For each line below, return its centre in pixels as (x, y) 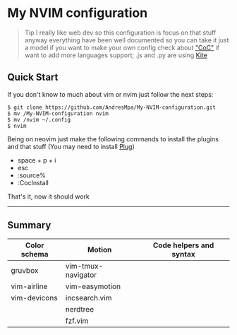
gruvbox (25, 270)
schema (35, 254)
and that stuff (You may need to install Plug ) (71, 146)
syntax (183, 254)
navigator (81, 275)
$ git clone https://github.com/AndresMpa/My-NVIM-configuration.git (112, 107)
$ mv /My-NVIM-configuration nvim (58, 113)
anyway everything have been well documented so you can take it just (127, 40)
